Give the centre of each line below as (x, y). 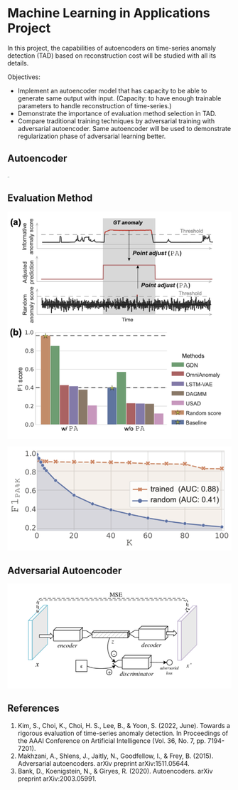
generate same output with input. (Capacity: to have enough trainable (119, 98)
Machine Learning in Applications (109, 13)
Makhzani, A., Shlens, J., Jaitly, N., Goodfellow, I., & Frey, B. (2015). (115, 756)
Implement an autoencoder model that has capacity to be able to (112, 90)
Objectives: (24, 77)
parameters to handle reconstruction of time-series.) (94, 105)
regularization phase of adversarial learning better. (92, 136)
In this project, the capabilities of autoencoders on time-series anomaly (112, 48)
